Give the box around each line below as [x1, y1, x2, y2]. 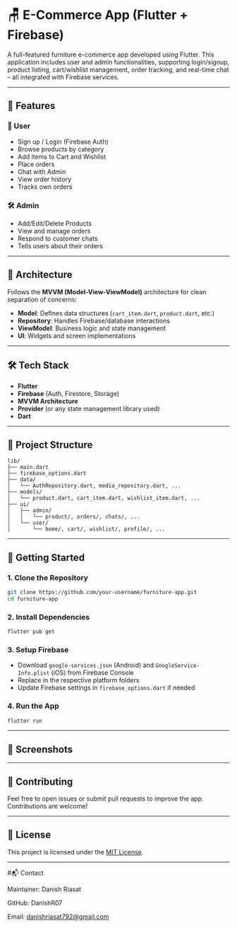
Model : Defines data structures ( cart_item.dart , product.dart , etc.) [17, 308, 215, 317]
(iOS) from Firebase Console [51, 668, 134, 677]
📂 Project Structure [7, 439, 93, 451]
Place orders [17, 160, 55, 168]
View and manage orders [17, 226, 91, 235]
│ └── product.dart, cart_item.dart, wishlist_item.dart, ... [7, 494, 200, 502]
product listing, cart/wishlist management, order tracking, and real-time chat [7, 65, 229, 74]
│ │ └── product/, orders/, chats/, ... [7, 514, 140, 521]
